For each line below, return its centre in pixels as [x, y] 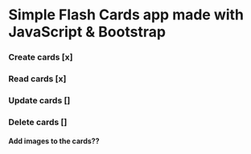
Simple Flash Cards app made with [126, 15]
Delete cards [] [38, 122]
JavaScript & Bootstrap [87, 32]
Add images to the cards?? [54, 141]
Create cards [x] [41, 57]
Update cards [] [39, 100]
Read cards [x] [37, 79]
